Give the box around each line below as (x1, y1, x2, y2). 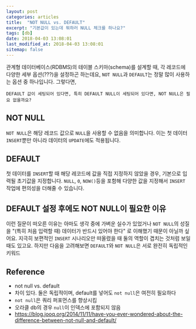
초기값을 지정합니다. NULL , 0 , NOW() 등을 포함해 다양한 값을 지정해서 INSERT (16, 177, 186, 184)
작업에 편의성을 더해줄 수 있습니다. (6, 185, 85, 192)
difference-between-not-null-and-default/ (14, 317, 117, 324)
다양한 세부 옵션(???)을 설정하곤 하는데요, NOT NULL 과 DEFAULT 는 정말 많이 (6, 71, 174, 78)
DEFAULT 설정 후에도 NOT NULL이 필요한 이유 (6, 203, 166, 214)
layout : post (6, 8, 38, 15)
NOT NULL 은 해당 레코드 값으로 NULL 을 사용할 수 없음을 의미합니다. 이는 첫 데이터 (6, 129, 188, 136)
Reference (6, 267, 45, 277)
